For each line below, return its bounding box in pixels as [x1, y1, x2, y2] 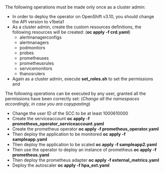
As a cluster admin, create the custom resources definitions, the [12, 24, 141, 30]
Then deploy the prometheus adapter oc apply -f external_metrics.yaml [12, 157, 159, 163]
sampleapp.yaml [12, 136, 47, 142]
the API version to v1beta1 [12, 19, 65, 24]
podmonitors [19, 45, 46, 50]
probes [19, 50, 34, 56]
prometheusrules [19, 61, 54, 66]
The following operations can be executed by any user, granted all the [5, 90, 146, 96]
